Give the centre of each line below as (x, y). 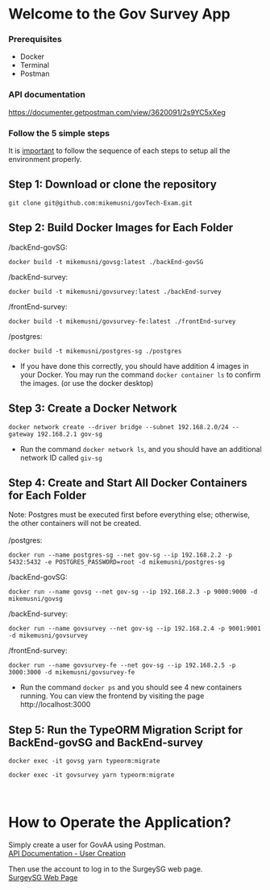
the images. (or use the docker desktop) (87, 383)
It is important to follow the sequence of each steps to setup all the (119, 151)
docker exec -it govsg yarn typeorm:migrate (84, 761)
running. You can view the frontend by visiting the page (112, 696)
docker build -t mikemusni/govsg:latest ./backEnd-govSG (106, 262)
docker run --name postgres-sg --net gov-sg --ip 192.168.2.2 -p (120, 555)
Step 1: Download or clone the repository (113, 185)
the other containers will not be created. (75, 524)
